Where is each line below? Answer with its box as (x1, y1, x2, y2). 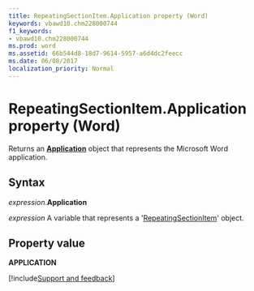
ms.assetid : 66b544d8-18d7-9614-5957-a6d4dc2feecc (8, 49, 183, 58)
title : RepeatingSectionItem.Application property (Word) (8, 11, 209, 20)
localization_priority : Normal (8, 65, 114, 73)
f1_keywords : (8, 27, 53, 35)
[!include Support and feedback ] (8, 273, 115, 284)
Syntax (8, 176, 45, 190)
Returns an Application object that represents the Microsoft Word (8, 143, 229, 153)
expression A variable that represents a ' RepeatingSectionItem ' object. (8, 212, 245, 223)
